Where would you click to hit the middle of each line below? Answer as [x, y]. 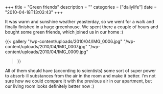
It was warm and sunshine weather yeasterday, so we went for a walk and [80, 22]
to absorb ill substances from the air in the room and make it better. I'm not [80, 76]
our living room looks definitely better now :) [50, 86]
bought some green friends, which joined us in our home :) [64, 32]
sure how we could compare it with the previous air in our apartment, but [79, 81]
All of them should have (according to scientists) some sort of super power [81, 71]
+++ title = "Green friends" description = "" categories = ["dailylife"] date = [81, 7]
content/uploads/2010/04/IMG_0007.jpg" [46, 47]
